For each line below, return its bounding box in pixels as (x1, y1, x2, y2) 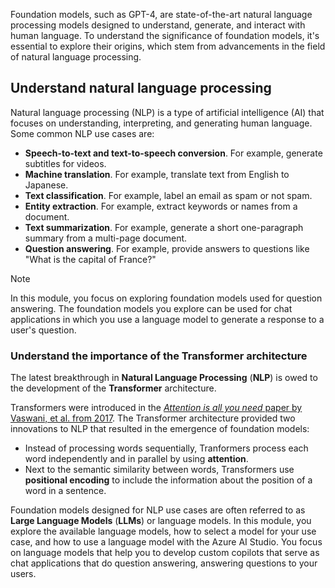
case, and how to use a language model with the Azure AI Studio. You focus (10, 536, 323, 548)
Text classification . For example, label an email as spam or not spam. (24, 189, 313, 201)
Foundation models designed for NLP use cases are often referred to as (10, 504, 306, 516)
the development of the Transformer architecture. (10, 382, 217, 394)
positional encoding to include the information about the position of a (24, 474, 313, 486)
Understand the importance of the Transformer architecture (10, 349, 308, 363)
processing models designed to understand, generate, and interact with (10, 19, 306, 31)
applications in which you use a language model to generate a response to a (10, 313, 325, 325)
